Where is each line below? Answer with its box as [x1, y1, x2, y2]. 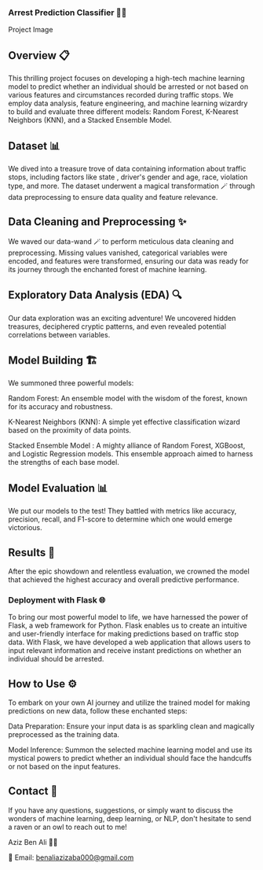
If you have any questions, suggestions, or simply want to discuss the [8, 805, 233, 815]
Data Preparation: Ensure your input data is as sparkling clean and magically [8, 721, 255, 731]
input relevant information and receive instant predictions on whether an [8, 646, 242, 655]
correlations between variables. [8, 330, 111, 339]
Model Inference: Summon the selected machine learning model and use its [8, 745, 253, 754]
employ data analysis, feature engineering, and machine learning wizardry [8, 98, 248, 109]
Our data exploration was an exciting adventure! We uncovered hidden [8, 313, 236, 323]
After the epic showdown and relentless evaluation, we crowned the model [8, 566, 250, 576]
